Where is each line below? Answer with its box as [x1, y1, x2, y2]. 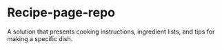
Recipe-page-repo [7, 5, 116, 21]
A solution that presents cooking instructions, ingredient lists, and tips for [7, 27, 215, 36]
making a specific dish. [7, 34, 73, 42]
